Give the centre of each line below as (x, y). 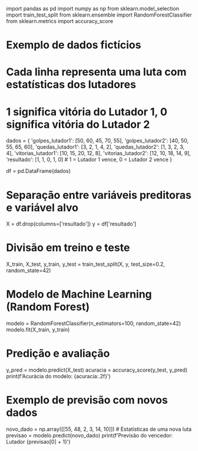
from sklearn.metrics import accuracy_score (60, 21)
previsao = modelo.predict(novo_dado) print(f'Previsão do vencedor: (90, 435)
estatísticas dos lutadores (71, 85)
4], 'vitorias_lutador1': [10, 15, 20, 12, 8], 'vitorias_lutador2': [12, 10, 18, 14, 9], (99, 153)
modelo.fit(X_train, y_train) (38, 330)
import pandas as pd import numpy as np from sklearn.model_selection (93, 9)
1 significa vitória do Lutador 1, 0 (87, 112)
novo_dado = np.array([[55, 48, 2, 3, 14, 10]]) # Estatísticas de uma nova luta (99, 429)
